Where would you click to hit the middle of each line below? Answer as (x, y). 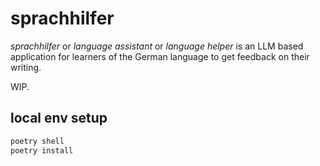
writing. (26, 67)
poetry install (42, 150)
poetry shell (37, 141)
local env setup (59, 118)
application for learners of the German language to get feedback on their (160, 56)
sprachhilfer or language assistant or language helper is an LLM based (157, 46)
